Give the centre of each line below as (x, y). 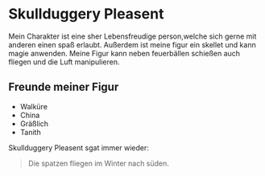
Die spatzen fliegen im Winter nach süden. (98, 163)
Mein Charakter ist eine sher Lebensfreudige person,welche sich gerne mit (132, 36)
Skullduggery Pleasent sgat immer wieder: (79, 147)
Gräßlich (34, 123)
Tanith (31, 132)
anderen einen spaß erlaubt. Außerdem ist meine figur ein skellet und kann (132, 44)
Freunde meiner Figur (64, 87)
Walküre (34, 106)
